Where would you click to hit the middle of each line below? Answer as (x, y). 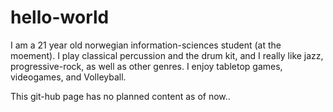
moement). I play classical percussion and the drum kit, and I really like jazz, (167, 55)
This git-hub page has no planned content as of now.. (120, 96)
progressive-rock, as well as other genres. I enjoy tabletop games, (146, 66)
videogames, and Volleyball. (68, 77)
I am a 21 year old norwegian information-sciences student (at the (146, 45)
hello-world (60, 17)
